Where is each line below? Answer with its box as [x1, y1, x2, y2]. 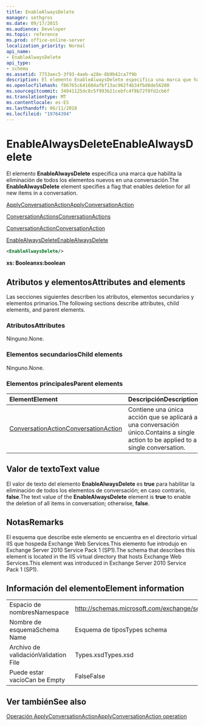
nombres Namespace [9, 608, 69, 616]
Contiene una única [127, 405, 184, 414]
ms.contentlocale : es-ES [6, 99, 69, 105]
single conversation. [127, 443, 186, 452]
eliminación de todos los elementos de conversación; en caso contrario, [6, 486, 186, 494]
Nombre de [9, 618, 41, 627]
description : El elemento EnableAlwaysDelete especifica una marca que [6, 77, 191, 83]
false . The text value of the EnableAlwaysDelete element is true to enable [6, 493, 191, 500]
